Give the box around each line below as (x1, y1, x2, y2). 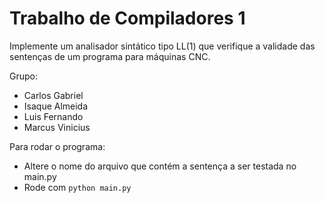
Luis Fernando (23, 110, 84, 122)
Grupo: (9, 70, 38, 82)
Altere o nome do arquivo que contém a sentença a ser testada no (23, 160, 297, 172)
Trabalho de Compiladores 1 (9, 7, 246, 30)
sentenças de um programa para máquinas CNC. (9, 50, 211, 62)
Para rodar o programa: (9, 140, 106, 152)
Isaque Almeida (23, 100, 89, 112)
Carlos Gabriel (23, 89, 84, 101)
